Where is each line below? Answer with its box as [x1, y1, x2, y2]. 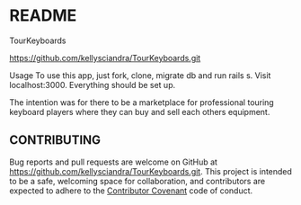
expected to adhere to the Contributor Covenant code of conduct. [9, 185, 253, 196]
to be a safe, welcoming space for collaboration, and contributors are [9, 175, 266, 186]
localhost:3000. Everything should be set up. [9, 79, 176, 90]
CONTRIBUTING [9, 132, 102, 148]
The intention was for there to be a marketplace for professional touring [9, 96, 274, 108]
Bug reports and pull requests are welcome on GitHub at [9, 156, 218, 167]
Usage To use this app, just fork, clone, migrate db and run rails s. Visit [9, 69, 271, 81]
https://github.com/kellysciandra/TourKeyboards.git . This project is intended [9, 165, 292, 176]
